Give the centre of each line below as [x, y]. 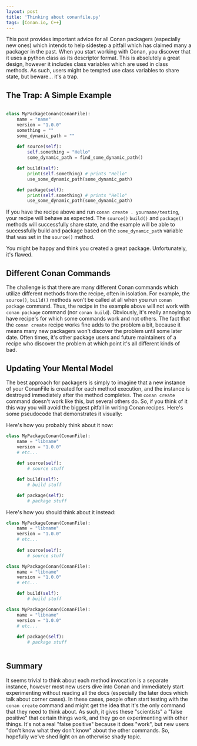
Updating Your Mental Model [60, 368]
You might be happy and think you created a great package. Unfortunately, [96, 248]
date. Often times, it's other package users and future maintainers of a [91, 337]
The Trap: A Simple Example [59, 95]
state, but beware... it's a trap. [42, 76]
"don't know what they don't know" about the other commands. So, [88, 730]
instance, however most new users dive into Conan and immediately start [95, 687]
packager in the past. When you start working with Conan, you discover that [98, 52]
